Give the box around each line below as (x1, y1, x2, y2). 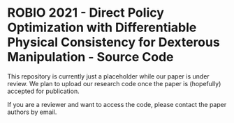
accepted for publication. (7, 87, 80, 95)
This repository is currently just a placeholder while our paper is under (7, 72, 210, 81)
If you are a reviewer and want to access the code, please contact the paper (7, 100, 227, 108)
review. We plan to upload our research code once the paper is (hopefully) (7, 79, 221, 88)
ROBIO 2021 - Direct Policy (7, 5, 164, 21)
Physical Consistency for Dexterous (7, 35, 220, 50)
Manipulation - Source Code (7, 49, 174, 65)
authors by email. (7, 108, 57, 116)
